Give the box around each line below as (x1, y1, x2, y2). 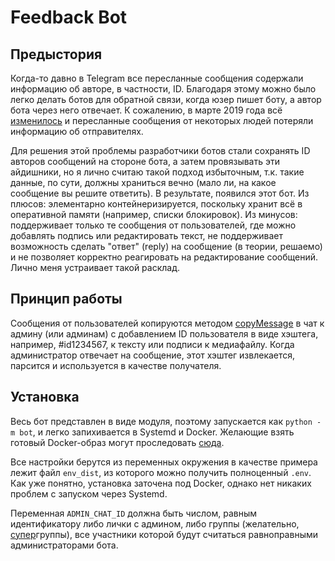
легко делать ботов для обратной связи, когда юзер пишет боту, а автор (10, 94, 322, 105)
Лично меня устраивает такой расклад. (10, 262, 181, 273)
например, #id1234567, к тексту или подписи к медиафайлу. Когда (10, 338, 295, 350)
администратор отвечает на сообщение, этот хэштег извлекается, (10, 349, 296, 361)
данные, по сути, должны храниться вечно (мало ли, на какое (10, 177, 277, 188)
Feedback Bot (10, 6, 128, 29)
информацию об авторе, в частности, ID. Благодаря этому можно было (10, 83, 317, 95)
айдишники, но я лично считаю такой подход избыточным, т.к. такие (10, 166, 305, 178)
